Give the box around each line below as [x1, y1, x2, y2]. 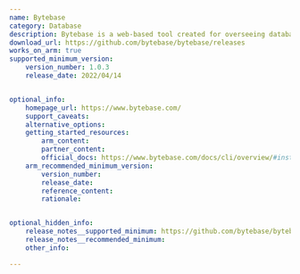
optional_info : [9, 95, 66, 104]
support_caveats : [25, 112, 90, 120]
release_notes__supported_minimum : [25, 227, 158, 237]
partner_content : [41, 145, 105, 154]
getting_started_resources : [25, 129, 129, 137]
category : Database [9, 21, 82, 30]
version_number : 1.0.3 [25, 63, 110, 72]
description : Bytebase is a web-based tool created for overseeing [9, 29, 266, 38]
